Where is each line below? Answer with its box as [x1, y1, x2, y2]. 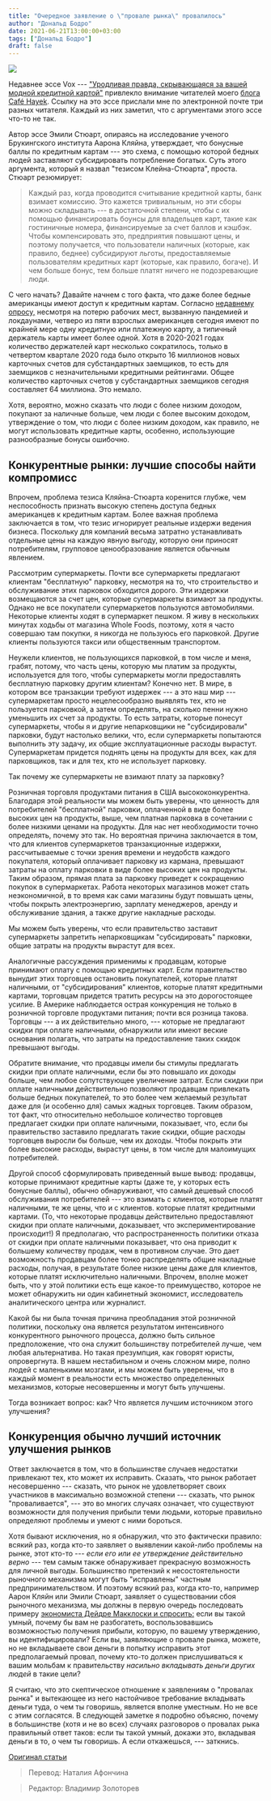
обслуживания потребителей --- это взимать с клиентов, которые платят [8, 1194, 263, 1203]
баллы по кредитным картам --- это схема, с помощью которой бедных [8, 147, 259, 156]
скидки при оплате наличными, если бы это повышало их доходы [8, 1067, 236, 1076]
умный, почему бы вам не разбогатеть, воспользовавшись [8, 1617, 214, 1627]
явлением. [8, 552, 45, 562]
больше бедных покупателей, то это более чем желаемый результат [8, 1092, 248, 1102]
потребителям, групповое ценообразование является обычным [8, 543, 231, 553]
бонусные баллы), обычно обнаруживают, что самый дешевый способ [8, 1186, 254, 1195]
